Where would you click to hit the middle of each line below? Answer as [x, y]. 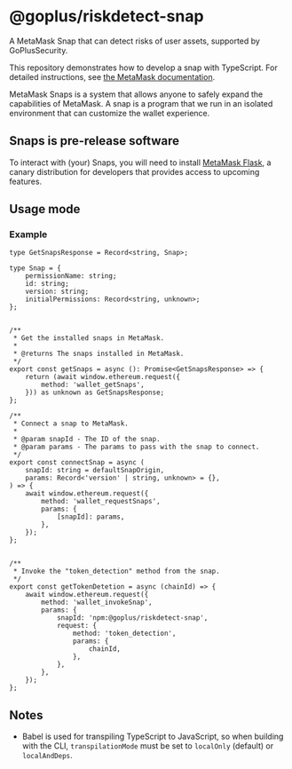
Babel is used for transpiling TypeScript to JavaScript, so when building [153, 737]
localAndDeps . [47, 756]
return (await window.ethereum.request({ [103, 377]
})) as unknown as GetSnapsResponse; [95, 392]
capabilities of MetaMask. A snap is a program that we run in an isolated [141, 103]
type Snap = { [36, 268]
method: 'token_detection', [124, 634]
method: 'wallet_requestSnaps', [101, 502]
